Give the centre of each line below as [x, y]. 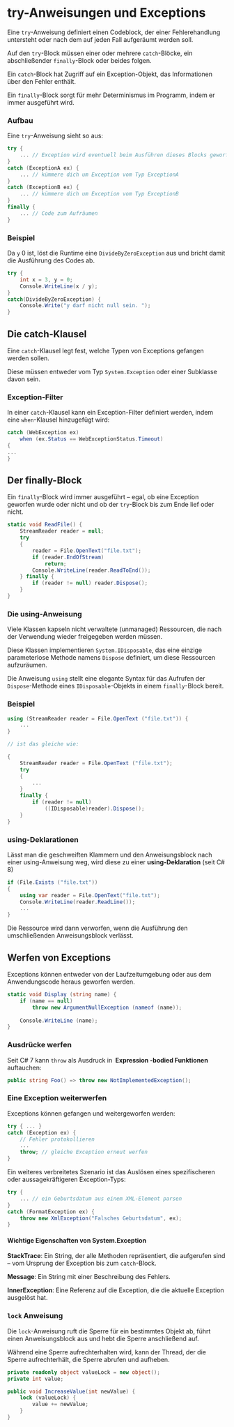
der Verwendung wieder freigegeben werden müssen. [85, 637]
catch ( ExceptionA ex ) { [43, 168]
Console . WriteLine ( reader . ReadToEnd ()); [92, 570]
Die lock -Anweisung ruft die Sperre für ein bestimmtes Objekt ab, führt [109, 1331]
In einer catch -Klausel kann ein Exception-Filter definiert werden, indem [110, 413]
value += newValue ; [61, 1405]
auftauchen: [24, 1067]
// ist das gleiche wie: [43, 744]
